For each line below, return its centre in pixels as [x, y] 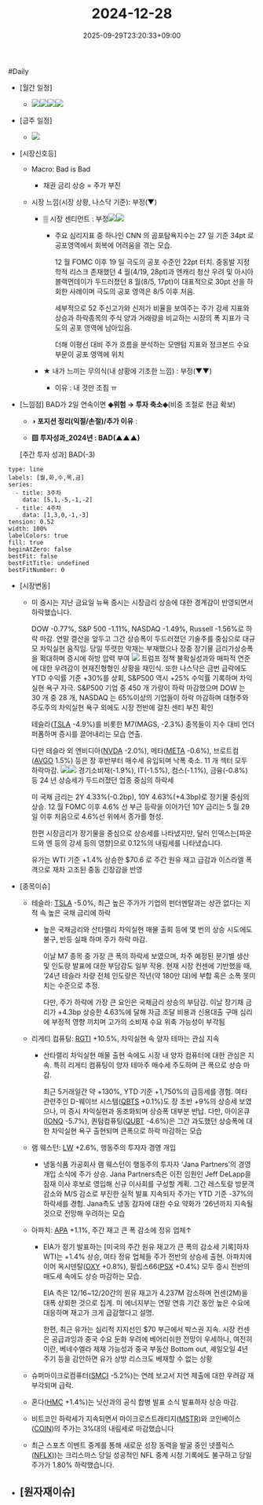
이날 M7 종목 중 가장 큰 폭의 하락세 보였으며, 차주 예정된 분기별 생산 [146, 956]
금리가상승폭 [234, 648]
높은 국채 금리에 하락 [80, 912]
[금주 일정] [36, 120]
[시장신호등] [38, 153]
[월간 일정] [36, 87]
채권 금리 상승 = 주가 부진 [82, 185]
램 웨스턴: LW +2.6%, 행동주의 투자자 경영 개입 [104, 1147]
